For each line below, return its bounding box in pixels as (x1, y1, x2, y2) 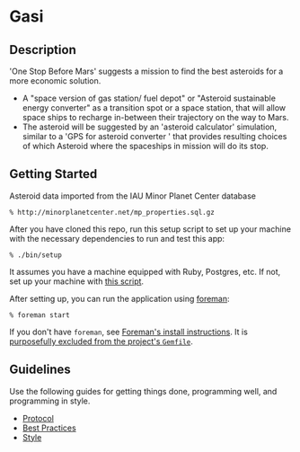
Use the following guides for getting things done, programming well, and (9, 386, 278, 396)
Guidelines (9, 362, 71, 377)
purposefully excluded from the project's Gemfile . (9, 335, 193, 347)
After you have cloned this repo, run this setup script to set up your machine (9, 223, 292, 235)
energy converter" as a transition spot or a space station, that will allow (22, 102, 287, 113)
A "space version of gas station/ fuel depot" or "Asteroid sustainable (22, 93, 277, 103)
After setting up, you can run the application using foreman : (9, 293, 231, 304)
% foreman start (9, 310, 70, 320)
